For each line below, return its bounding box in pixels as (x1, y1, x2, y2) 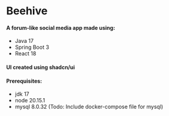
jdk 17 (14, 90, 29, 98)
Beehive (6, 4, 48, 18)
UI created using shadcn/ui (6, 64, 75, 71)
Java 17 (14, 37, 34, 45)
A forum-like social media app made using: (6, 24, 116, 31)
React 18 (14, 50, 37, 57)
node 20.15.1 (14, 97, 46, 104)
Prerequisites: (6, 77, 43, 84)
